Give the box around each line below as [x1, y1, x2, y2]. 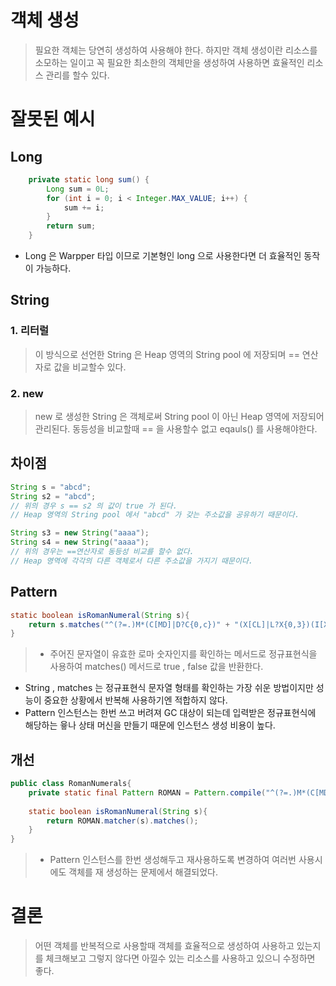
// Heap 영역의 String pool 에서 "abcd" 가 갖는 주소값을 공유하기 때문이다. [10, 510, 300, 520]
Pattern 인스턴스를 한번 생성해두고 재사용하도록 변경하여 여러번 [49, 854, 297, 866]
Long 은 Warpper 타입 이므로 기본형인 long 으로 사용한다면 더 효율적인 [24, 250, 302, 262]
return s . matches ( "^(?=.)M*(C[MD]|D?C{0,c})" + [28, 619, 230, 630]
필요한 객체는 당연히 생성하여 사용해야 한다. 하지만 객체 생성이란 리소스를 [34, 44, 318, 56]
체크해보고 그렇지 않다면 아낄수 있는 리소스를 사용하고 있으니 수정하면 [45, 952, 316, 965]
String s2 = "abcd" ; [10, 491, 97, 501]
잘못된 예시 [10, 108, 96, 131]
